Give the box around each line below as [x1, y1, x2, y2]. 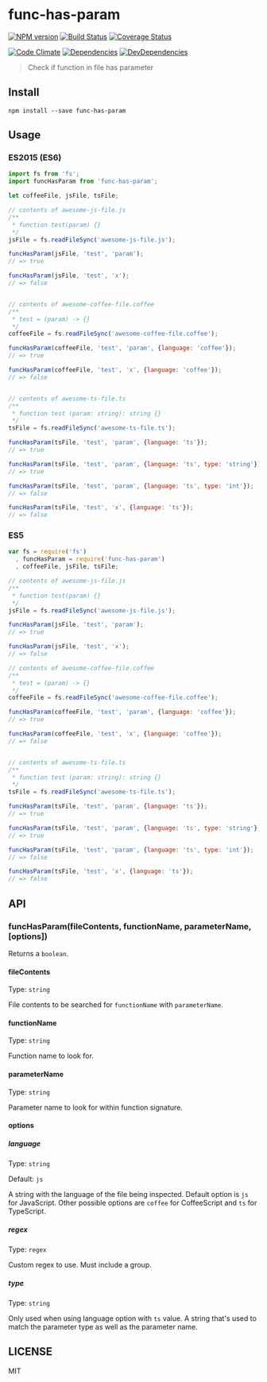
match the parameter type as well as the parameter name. [8, 1322, 199, 1332]
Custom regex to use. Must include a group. [8, 1260, 153, 1270]
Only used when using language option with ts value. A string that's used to [8, 1314, 257, 1323]
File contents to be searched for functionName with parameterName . [8, 1000, 224, 1009]
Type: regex [8, 1245, 47, 1254]
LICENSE [8, 1345, 53, 1359]
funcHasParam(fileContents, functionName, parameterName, [8, 921, 252, 932]
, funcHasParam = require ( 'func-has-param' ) [15, 555, 165, 563]
